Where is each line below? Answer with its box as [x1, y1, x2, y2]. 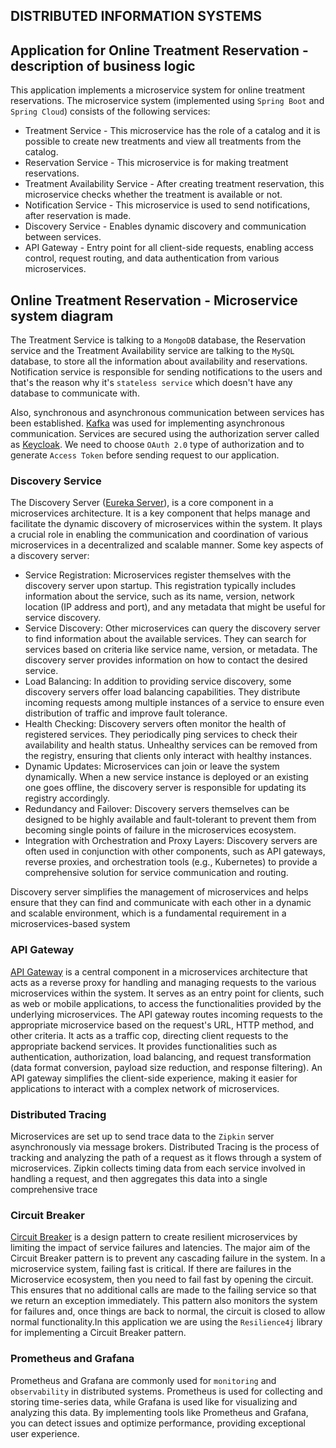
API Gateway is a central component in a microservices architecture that [10, 965, 308, 978]
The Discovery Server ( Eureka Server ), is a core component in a [10, 497, 274, 509]
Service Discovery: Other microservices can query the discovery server [24, 622, 321, 634]
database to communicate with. [10, 387, 140, 399]
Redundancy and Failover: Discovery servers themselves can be [24, 803, 290, 815]
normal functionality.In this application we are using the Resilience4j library [10, 1316, 323, 1328]
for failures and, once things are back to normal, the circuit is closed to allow [10, 1305, 326, 1318]
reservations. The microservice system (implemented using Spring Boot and [10, 95, 325, 107]
